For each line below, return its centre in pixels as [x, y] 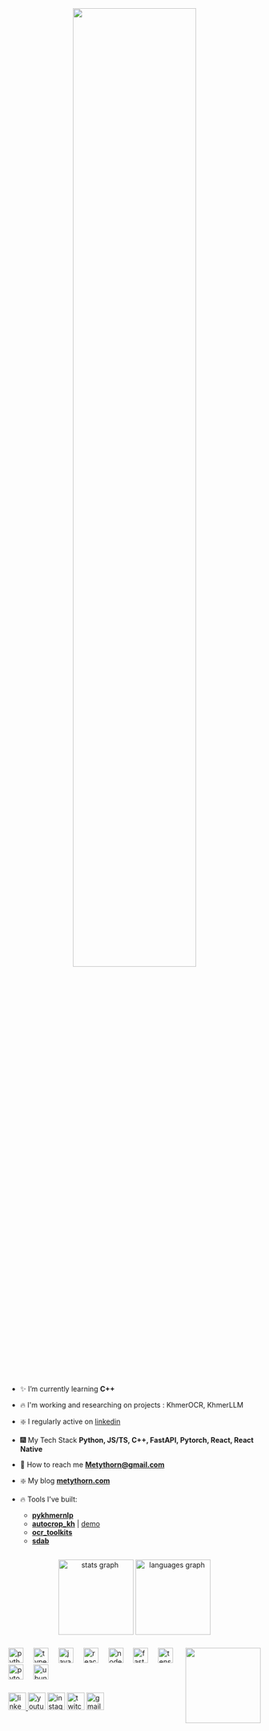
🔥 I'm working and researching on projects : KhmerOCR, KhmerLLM [132, 1405]
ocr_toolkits [52, 1532]
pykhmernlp [52, 1515]
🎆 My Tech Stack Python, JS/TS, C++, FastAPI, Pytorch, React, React [137, 1440]
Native [31, 1449]
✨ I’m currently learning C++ [67, 1389]
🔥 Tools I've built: [48, 1499]
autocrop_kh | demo [66, 1524]
